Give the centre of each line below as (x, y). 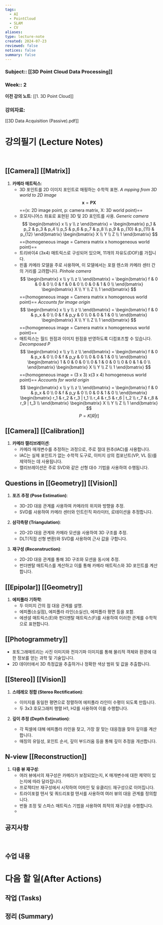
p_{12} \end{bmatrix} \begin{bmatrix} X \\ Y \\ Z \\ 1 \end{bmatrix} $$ (89, 234)
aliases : (14, 32)
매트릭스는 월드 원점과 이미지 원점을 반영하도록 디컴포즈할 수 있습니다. (86, 338)
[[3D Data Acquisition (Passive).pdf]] (42, 121)
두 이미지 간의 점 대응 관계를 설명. (51, 606)
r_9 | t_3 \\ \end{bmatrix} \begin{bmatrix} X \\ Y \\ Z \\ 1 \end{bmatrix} (89, 403)
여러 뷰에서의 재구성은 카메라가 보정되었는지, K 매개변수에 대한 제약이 (85, 775)
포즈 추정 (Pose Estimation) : (40, 496)
